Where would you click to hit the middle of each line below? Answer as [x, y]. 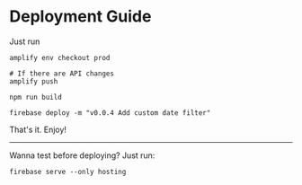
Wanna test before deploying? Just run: [82, 155]
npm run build [36, 97]
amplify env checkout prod [60, 57]
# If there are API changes [62, 74]
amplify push [34, 81]
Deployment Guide [80, 17]
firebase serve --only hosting [68, 172]
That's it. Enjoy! [38, 129]
